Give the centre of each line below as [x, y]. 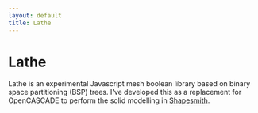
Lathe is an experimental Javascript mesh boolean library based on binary [129, 84]
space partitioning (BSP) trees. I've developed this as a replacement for [125, 92]
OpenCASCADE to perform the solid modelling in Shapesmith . [109, 100]
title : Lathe [30, 23]
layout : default [35, 15]
